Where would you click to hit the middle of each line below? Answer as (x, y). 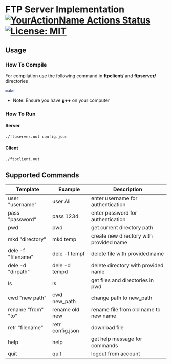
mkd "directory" (27, 239)
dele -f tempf (69, 253)
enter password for (114, 212)
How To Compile (26, 65)
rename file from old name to (126, 309)
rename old (66, 309)
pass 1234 (65, 216)
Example (69, 189)
